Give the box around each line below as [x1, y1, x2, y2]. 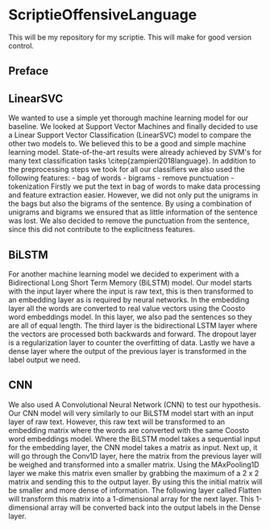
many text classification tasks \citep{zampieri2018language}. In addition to [8, 156, 256, 166]
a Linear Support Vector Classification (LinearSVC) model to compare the [8, 131, 251, 140]
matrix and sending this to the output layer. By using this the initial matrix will [8, 477, 263, 486]
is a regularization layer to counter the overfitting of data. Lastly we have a [8, 337, 255, 348]
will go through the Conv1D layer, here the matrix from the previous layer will [8, 451, 262, 460]
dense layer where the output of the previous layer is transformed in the [8, 346, 247, 356]
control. [8, 40, 35, 50]
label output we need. [8, 355, 81, 364]
